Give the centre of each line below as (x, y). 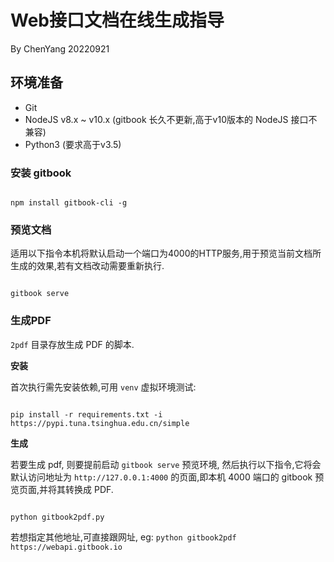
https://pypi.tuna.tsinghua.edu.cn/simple (100, 423)
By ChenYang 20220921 (60, 48)
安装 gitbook (41, 173)
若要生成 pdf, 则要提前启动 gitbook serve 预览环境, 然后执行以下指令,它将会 (166, 464)
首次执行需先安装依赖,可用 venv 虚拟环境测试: (103, 387)
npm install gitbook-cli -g (69, 203)
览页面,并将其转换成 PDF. (62, 489)
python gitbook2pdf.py (57, 517)
